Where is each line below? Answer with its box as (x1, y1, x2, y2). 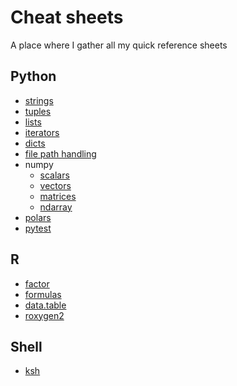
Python (10, 68, 57, 85)
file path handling (24, 147, 97, 160)
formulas (24, 288, 62, 300)
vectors (39, 179, 72, 191)
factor (24, 277, 50, 290)
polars (24, 211, 52, 223)
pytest (24, 222, 52, 234)
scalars (39, 169, 70, 181)
